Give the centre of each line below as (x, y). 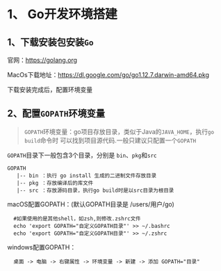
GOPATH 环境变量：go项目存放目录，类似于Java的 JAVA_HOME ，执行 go (119, 131)
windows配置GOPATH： (42, 247)
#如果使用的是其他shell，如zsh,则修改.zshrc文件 (77, 219)
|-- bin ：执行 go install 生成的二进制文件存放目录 (87, 175)
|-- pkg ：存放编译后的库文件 (55, 183)
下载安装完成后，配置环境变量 (50, 90)
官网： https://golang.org (42, 60)
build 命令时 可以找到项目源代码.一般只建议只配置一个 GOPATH (110, 140)
